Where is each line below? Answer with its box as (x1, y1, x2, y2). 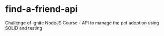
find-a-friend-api (5, 3, 78, 15)
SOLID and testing (5, 25, 42, 31)
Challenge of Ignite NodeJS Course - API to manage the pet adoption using (5, 20, 160, 26)
